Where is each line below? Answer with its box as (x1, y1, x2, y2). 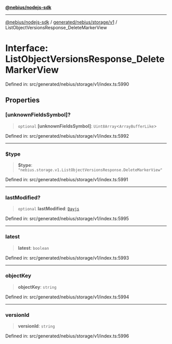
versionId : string (17, 323, 55, 329)
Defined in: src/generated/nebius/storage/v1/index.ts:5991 (5, 176, 128, 182)
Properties (5, 96, 40, 104)
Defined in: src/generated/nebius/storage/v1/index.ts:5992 (5, 133, 130, 139)
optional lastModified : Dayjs (17, 206, 79, 212)
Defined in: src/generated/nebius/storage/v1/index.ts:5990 (5, 81, 130, 87)
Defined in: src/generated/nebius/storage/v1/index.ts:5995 (5, 216, 129, 222)
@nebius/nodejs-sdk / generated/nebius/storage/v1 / (5, 19, 118, 25)
